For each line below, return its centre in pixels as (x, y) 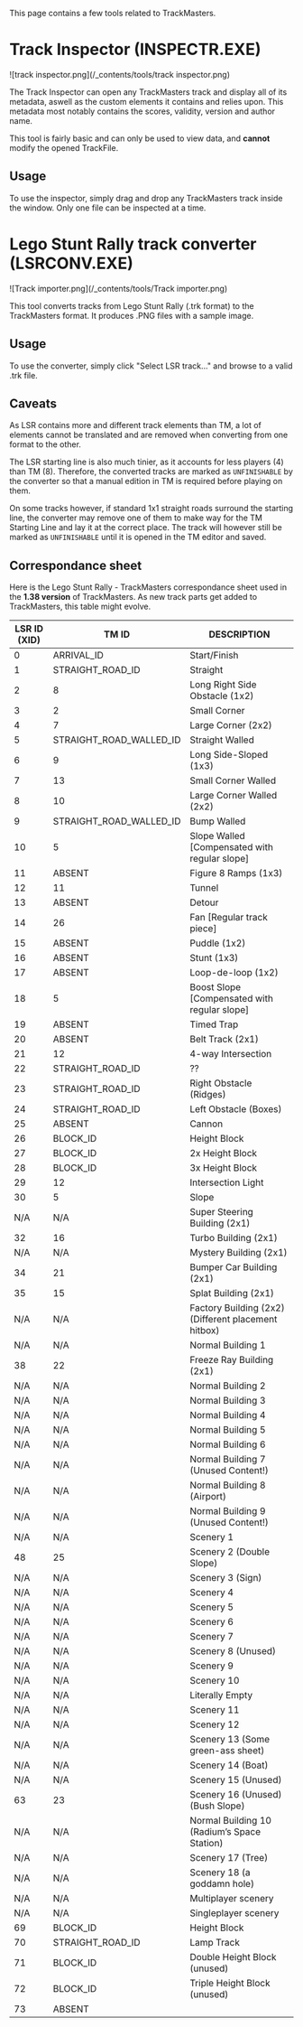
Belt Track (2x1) (224, 1040)
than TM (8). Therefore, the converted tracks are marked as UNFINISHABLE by (151, 472)
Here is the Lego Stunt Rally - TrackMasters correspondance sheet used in (148, 587)
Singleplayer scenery (234, 1913)
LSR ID (29, 629)
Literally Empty (221, 1695)
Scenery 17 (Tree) (229, 1858)
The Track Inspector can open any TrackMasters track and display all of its (148, 92)
